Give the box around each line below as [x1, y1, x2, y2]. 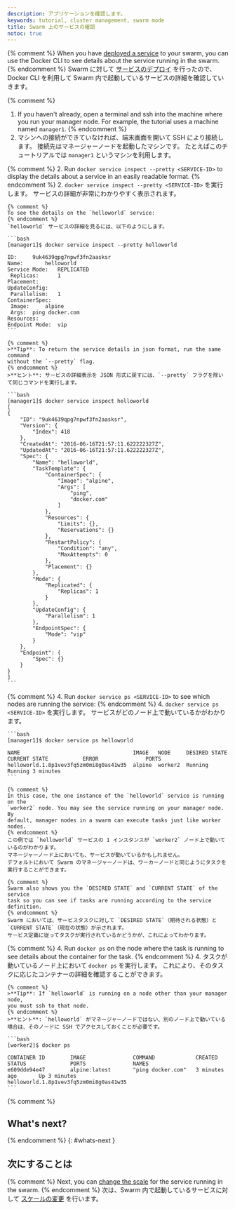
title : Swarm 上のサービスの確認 [7, 23, 96, 30]
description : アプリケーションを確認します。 [7, 10, 126, 18]
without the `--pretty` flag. [7, 359, 96, 366]
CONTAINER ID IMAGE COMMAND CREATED [7, 1054, 218, 1062]
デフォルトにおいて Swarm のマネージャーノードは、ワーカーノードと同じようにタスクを [7, 859, 227, 867]
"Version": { [20, 422, 58, 429]
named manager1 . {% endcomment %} [17, 125, 128, 133]
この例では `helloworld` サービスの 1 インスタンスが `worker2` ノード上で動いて [7, 836, 226, 844]
